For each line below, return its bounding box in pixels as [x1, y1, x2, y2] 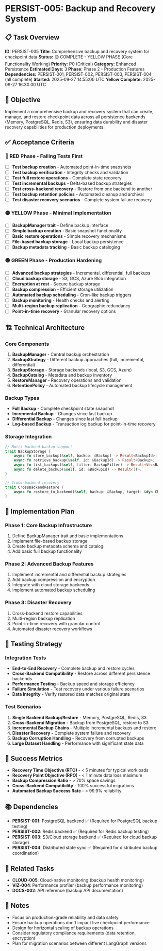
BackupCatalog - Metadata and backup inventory [12, 372, 113, 378]
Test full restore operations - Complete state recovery [12, 175, 122, 180]
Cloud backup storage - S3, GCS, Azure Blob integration [12, 275, 126, 281]
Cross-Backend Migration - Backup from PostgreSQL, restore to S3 [12, 720, 149, 725]
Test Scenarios [5, 704, 41, 710]
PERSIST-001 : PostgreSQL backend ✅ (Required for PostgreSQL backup [12, 818, 158, 824]
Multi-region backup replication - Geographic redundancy [12, 303, 130, 309]
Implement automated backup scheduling [12, 587, 96, 593]
